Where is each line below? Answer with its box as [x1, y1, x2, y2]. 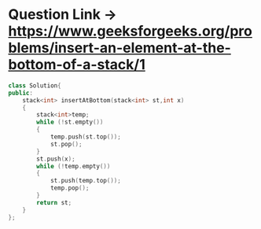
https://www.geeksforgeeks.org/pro [8, 22, 253, 40]
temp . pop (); [50, 184, 90, 192]
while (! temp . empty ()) [36, 162, 111, 170]
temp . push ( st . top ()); [50, 133, 122, 141]
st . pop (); [50, 140, 83, 148]
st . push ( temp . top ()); [50, 177, 122, 185]
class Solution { [8, 81, 61, 90]
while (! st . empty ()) [36, 118, 104, 127]
